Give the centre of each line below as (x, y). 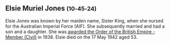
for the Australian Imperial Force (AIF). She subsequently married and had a (85, 26)
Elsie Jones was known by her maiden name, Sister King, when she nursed (84, 20)
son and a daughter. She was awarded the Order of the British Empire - (80, 31)
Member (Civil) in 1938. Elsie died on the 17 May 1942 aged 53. (71, 37)
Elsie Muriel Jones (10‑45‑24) (51, 8)
